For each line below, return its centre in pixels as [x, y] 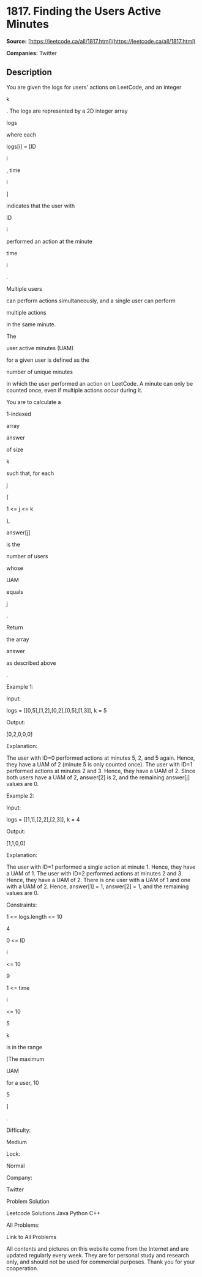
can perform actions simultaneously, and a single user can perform [91, 301]
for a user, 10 [23, 1082]
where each [21, 134]
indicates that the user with [41, 206]
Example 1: [20, 686]
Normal [16, 1166]
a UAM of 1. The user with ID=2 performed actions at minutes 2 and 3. [95, 873]
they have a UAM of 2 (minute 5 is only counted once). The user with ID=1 [99, 764]
